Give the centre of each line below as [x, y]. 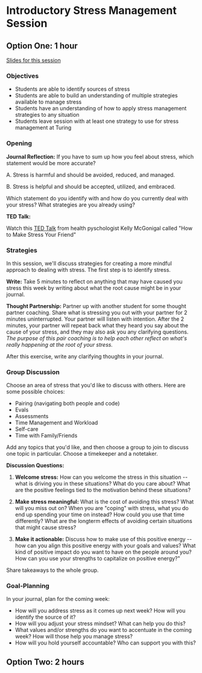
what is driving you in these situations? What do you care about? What [102, 484]
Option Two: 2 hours [45, 662]
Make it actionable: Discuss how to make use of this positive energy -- [103, 539]
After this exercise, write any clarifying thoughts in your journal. [85, 356]
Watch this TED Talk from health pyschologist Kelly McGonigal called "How [99, 228]
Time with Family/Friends [46, 436]
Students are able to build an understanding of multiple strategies [96, 96]
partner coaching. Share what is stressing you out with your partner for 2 [97, 312]
